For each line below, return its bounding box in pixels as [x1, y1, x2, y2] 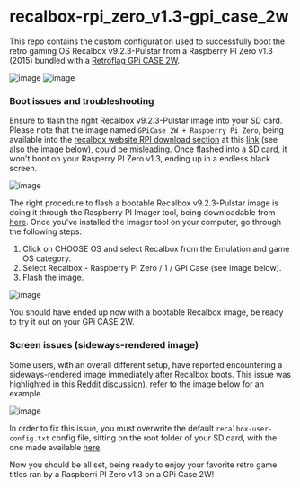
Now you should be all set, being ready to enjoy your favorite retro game [9, 459, 278, 470]
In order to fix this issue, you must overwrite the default [9, 423, 215, 433]
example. [9, 388, 43, 398]
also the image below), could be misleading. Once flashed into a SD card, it [9, 144, 287, 154]
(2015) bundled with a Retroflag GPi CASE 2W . [9, 55, 181, 65]
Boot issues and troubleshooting [9, 94, 154, 107]
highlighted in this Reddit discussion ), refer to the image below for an [9, 379, 265, 389]
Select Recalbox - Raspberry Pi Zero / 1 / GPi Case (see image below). [22, 263, 282, 274]
